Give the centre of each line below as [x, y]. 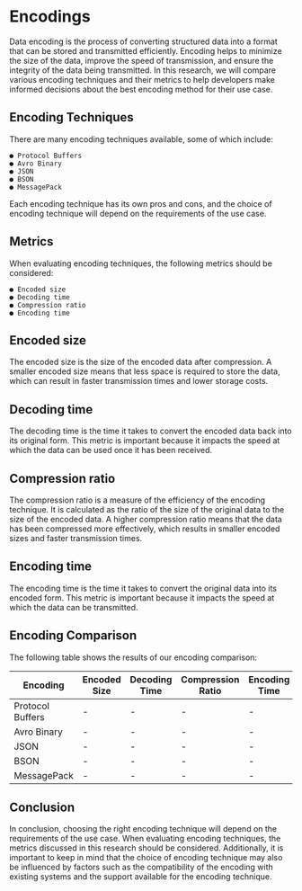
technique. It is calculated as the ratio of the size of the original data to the [147, 509]
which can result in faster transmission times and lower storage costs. [139, 381]
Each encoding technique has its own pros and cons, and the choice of [141, 203]
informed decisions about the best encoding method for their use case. [141, 89]
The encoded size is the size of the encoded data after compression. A [141, 362]
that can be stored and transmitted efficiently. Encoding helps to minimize [146, 50]
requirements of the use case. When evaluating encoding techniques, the [145, 839]
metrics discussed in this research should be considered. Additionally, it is [147, 848]
